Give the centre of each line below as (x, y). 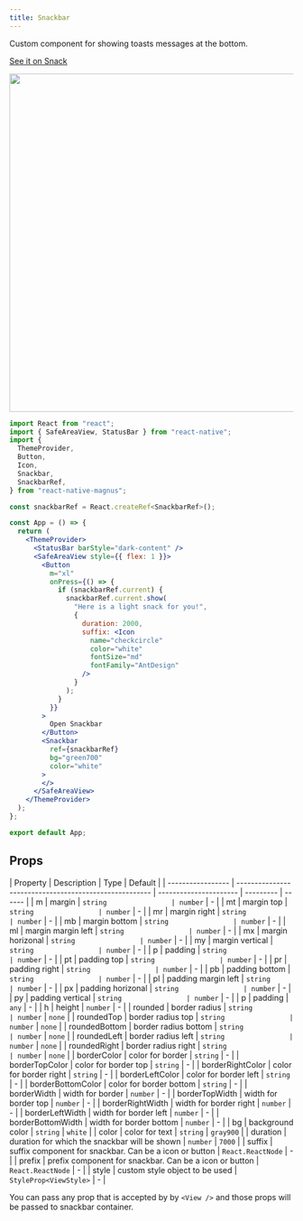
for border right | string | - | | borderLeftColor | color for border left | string (150, 1074)
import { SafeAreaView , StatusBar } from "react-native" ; (120, 432)
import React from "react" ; (62, 423)
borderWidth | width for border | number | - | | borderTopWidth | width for (143, 1093)
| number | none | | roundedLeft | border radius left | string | (151, 1036)
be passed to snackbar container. (71, 1207)
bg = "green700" (76, 757)
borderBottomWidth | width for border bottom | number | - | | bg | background (151, 1122)
